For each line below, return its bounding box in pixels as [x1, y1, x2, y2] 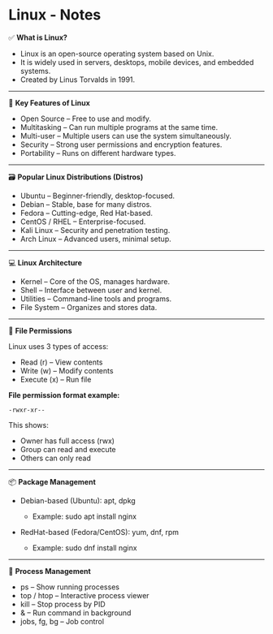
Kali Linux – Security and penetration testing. [19, 225, 171, 235]
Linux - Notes [8, 6, 102, 24]
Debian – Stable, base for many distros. [19, 199, 152, 209]
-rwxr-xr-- [8, 406, 45, 414]
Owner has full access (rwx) [19, 436, 115, 446]
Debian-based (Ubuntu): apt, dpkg [19, 495, 136, 505]
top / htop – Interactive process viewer [19, 590, 149, 600]
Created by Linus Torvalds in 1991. [19, 75, 136, 84]
